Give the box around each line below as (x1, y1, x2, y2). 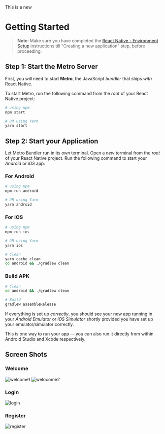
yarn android (5, 202, 32, 207)
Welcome (5, 365, 29, 372)
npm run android (5, 188, 38, 194)
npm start (5, 109, 26, 115)
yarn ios (5, 243, 23, 248)
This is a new (5, 4, 32, 10)
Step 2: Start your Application (5, 137, 99, 145)
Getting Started (5, 22, 70, 33)
